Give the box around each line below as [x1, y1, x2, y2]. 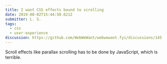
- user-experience [9, 30, 48, 35]
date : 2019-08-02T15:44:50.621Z [5, 12, 72, 17]
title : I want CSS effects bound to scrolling [5, 7, 104, 12]
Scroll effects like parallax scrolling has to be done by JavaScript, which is [5, 48, 158, 55]
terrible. [5, 54, 21, 60]
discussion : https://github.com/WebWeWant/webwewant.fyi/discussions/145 [5, 35, 162, 40]
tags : [5, 21, 16, 26]
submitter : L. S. [5, 16, 41, 21]
